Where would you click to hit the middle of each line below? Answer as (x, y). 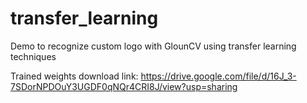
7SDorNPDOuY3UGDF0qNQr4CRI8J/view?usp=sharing (124, 86)
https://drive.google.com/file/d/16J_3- (218, 76)
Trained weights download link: (74, 76)
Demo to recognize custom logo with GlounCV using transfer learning (153, 46)
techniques (33, 56)
